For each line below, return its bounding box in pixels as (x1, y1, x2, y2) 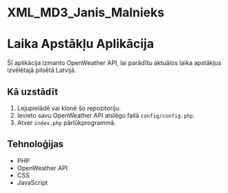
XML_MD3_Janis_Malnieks (7, 5, 165, 21)
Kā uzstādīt (7, 86, 58, 97)
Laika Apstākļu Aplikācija (7, 36, 155, 52)
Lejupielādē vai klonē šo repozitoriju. (16, 104, 122, 112)
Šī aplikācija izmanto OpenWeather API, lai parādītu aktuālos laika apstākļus (7, 59, 222, 67)
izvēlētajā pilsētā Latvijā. (7, 66, 77, 75)
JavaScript (16, 178, 48, 186)
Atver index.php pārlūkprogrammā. (16, 118, 116, 127)
